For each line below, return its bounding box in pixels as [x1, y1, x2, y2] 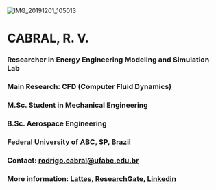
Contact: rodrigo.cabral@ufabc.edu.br [7, 155, 139, 165]
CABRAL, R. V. [7, 31, 89, 46]
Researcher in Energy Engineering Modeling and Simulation [7, 55, 210, 64]
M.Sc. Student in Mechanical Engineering [7, 100, 149, 110]
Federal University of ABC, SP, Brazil [7, 137, 132, 147]
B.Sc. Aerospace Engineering [7, 119, 107, 128]
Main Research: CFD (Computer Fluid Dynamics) [7, 82, 172, 92]
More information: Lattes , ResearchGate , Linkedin [7, 174, 177, 183]
